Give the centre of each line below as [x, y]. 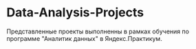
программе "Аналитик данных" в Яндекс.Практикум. [84, 38]
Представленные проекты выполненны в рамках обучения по [98, 31]
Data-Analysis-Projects [75, 13]
